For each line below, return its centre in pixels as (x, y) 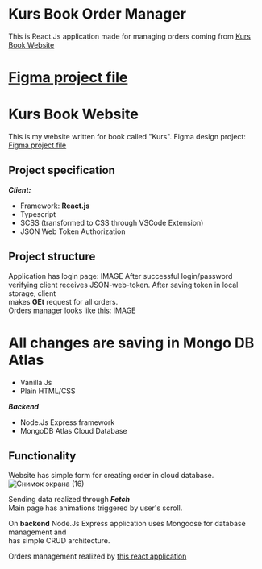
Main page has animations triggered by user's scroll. (96, 508)
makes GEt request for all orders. (63, 301)
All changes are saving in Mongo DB (131, 343)
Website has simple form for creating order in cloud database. (111, 476)
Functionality (42, 456)
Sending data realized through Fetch (69, 500)
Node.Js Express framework (67, 422)
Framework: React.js (55, 206)
